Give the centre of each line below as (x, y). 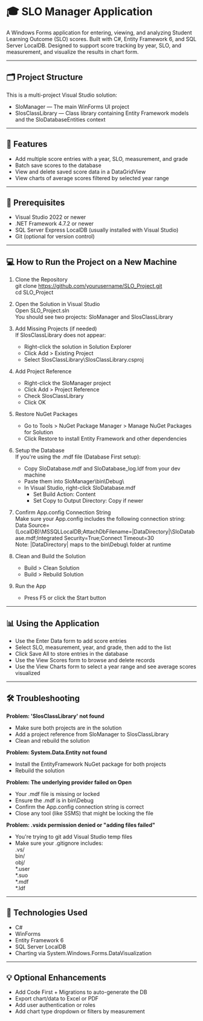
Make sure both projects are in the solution (68, 728)
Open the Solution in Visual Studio (57, 304)
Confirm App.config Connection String (63, 512)
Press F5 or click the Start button (65, 598)
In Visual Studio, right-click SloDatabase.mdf (80, 488)
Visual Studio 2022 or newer (50, 217)
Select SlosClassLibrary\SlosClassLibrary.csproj (84, 360)
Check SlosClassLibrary (54, 396)
